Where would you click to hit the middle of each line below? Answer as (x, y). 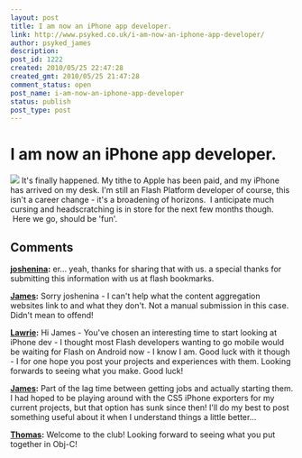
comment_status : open (51, 85)
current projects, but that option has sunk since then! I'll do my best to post (150, 408)
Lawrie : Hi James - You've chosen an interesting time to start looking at (144, 333)
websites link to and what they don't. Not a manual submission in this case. (150, 306)
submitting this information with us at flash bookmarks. (112, 279)
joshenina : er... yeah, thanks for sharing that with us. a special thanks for (146, 269)
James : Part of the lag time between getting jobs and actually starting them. (152, 388)
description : (35, 51)
